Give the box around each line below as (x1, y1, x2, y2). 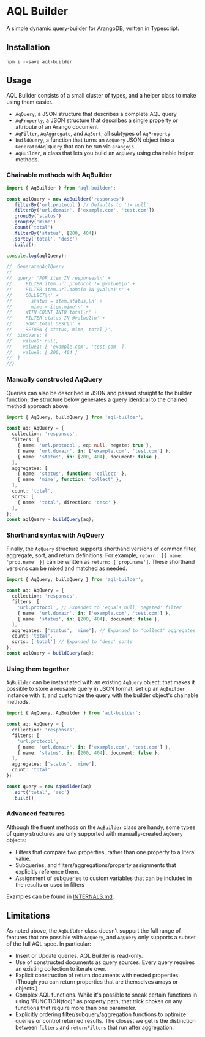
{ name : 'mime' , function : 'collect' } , (17, 477, 122, 483)
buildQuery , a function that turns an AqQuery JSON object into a (15, 136, 174, 144)
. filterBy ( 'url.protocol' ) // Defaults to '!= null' (12, 201, 149, 208)
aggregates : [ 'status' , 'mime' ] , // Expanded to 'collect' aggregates (12, 627, 196, 633)
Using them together (6, 665, 69, 673)
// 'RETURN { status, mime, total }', (6, 326, 114, 333)
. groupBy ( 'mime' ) (12, 219, 56, 225)
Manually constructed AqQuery (6, 376, 103, 384)
